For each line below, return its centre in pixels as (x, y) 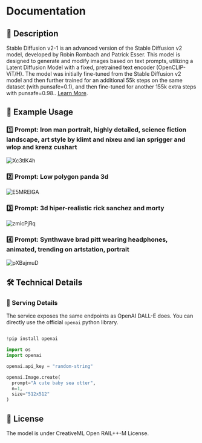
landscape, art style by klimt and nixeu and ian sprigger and (96, 139)
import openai (24, 356)
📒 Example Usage (40, 112)
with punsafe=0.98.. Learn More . (47, 93)
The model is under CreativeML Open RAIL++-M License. (78, 433)
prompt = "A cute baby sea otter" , (54, 383)
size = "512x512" (31, 394)
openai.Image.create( (34, 377)
